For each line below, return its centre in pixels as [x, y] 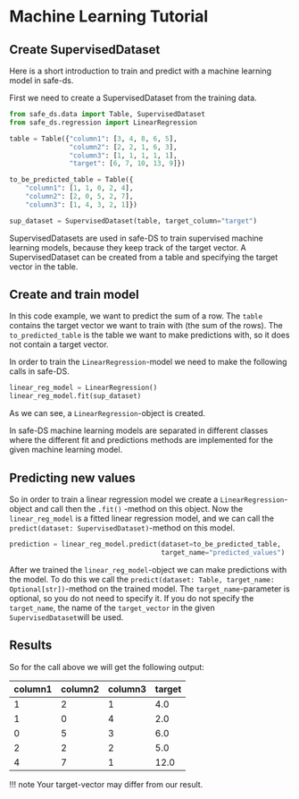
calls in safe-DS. [39, 371]
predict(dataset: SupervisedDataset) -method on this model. [122, 528]
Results [31, 646]
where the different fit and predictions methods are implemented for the [141, 440]
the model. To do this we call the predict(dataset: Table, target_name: [142, 579]
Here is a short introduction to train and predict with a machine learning [141, 71]
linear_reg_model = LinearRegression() [83, 388]
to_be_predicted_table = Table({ [71, 180]
